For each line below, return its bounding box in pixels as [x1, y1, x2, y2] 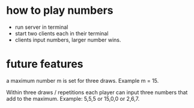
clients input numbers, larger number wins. [14, 36, 121, 43]
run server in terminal [14, 23, 68, 31]
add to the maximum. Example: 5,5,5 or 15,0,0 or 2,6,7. [6, 95, 140, 102]
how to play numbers [6, 4, 114, 17]
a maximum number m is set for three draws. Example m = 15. [6, 77, 159, 84]
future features [6, 58, 83, 71]
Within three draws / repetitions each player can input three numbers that [6, 88, 188, 96]
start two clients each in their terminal [14, 29, 109, 37]
